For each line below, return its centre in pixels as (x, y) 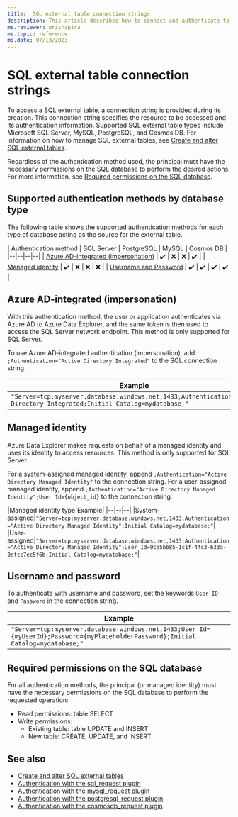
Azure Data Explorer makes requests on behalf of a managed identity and (114, 445)
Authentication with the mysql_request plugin (84, 791)
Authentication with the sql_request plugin (79, 783)
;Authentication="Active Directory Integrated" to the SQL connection (112, 360)
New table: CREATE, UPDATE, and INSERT (90, 737)
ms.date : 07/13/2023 (38, 40)
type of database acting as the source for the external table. (95, 234)
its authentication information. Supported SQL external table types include (115, 126)
